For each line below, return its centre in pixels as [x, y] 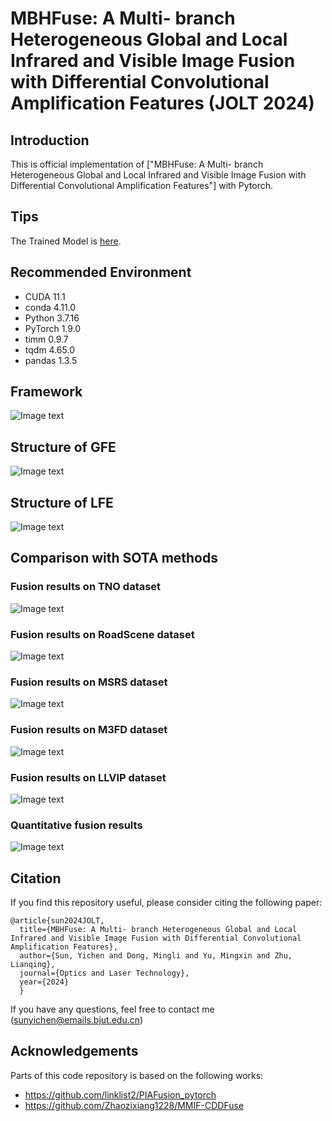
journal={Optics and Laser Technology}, [104, 973]
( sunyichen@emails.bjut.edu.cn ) [77, 1020]
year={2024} [44, 982]
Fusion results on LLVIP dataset [88, 777]
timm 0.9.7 [46, 339]
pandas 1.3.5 [51, 360]
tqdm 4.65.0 [49, 349]
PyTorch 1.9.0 [53, 328]
